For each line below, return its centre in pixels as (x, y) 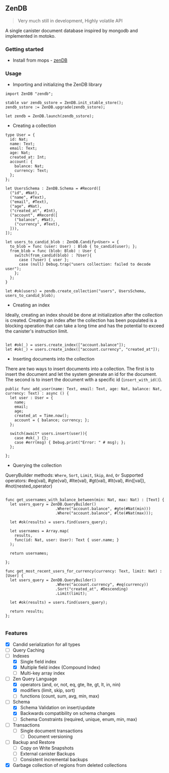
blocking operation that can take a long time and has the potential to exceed (85, 326)
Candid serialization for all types (46, 644)
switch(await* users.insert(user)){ (48, 434)
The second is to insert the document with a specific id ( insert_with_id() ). (84, 380)
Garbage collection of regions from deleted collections (70, 765)
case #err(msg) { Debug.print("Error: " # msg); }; (70, 443)
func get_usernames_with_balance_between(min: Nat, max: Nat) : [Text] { (85, 500)
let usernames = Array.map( (40, 531)
